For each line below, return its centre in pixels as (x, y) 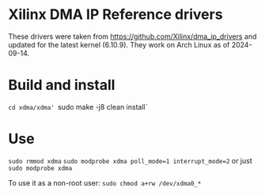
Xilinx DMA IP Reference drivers (115, 15)
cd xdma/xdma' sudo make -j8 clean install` (78, 107)
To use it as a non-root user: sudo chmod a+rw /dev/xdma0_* (105, 182)
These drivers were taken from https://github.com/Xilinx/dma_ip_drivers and (132, 36)
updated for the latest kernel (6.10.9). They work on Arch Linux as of (119, 44)
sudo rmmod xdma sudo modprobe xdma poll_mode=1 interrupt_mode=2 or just (130, 160)
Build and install (62, 85)
